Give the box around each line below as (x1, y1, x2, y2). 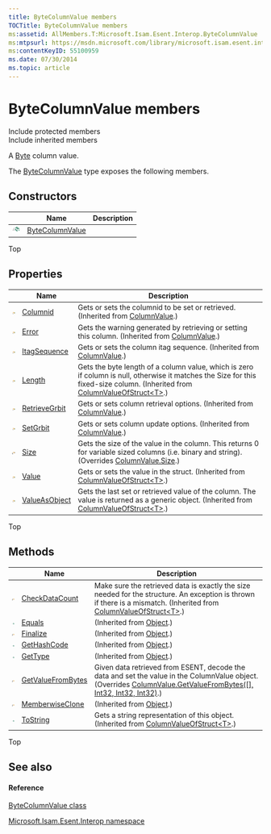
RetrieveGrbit (22, 403, 66, 413)
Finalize (21, 629, 48, 638)
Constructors (8, 190, 77, 203)
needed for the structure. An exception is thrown (94, 589, 256, 598)
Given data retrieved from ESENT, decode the (94, 662, 246, 672)
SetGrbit (22, 423, 50, 433)
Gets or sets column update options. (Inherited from (77, 419, 250, 428)
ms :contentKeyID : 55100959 (8, 47, 99, 56)
